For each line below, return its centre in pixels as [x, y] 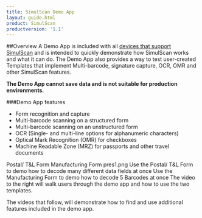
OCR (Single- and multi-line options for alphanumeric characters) [97, 133]
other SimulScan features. [39, 72]
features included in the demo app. [50, 209]
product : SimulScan [31, 23]
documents [29, 153]
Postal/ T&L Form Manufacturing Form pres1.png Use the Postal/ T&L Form [100, 164]
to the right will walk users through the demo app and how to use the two [98, 184]
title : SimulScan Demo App [40, 12]
